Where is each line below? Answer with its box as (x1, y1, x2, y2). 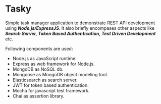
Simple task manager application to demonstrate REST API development (5, 20, 155, 26)
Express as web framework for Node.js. (12, 61, 95, 67)
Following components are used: (5, 45, 73, 51)
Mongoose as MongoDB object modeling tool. (12, 71, 109, 77)
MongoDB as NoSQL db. (12, 66, 64, 72)
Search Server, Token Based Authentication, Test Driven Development (5, 30, 156, 36)
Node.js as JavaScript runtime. (12, 55, 77, 61)
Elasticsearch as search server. (12, 77, 78, 83)
